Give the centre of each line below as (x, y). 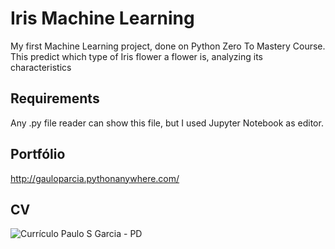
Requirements (55, 98)
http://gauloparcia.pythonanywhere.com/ (95, 178)
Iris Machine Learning (102, 18)
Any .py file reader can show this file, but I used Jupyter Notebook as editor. (167, 123)
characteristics (41, 67)
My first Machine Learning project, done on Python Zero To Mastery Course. (168, 46)
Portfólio (38, 154)
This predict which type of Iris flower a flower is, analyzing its (137, 56)
